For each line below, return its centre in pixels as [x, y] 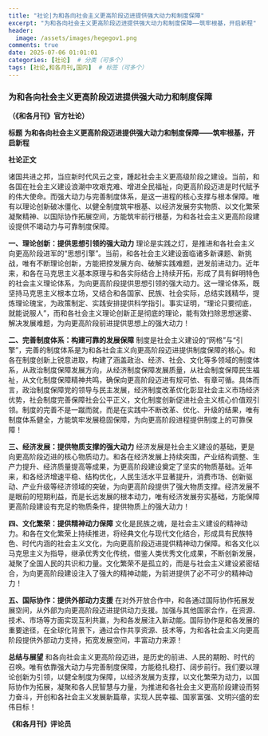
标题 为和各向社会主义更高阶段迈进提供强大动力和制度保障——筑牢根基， [128, 133]
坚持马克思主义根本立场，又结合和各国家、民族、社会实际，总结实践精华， [130, 293]
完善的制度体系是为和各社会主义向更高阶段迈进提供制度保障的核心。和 [141, 350]
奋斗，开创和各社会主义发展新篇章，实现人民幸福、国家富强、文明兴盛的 [134, 697]
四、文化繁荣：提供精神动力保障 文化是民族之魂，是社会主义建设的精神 [124, 524]
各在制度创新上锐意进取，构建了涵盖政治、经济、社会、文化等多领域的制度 [130, 360]
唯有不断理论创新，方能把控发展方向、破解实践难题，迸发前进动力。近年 [141, 263]
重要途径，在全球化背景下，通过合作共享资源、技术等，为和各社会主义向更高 [134, 630]
